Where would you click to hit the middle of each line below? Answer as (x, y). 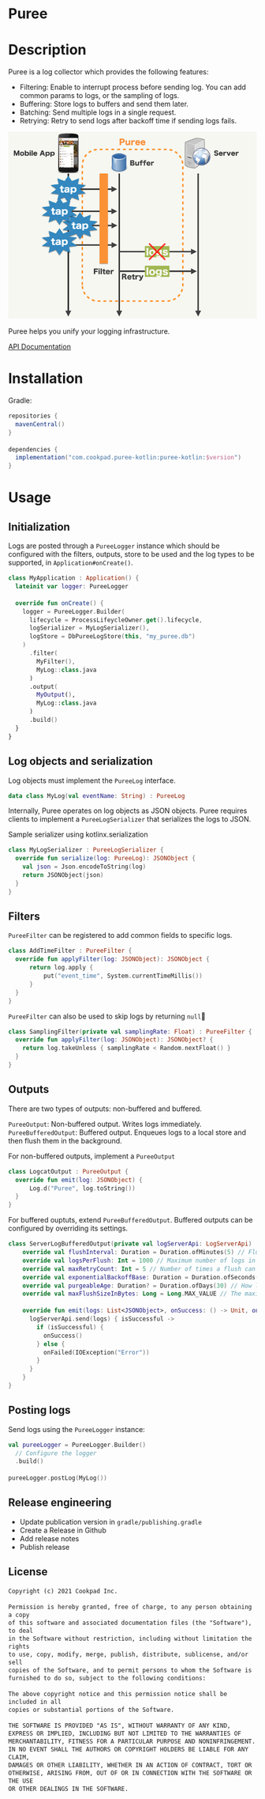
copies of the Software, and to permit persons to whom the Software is (130, 1670)
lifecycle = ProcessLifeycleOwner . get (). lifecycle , (116, 620)
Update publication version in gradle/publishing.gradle (111, 1521)
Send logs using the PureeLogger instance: (77, 1429)
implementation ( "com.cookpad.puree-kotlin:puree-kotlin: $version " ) (129, 458)
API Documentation (39, 347)
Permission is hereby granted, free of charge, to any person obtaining (130, 1607)
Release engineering (60, 1503)
